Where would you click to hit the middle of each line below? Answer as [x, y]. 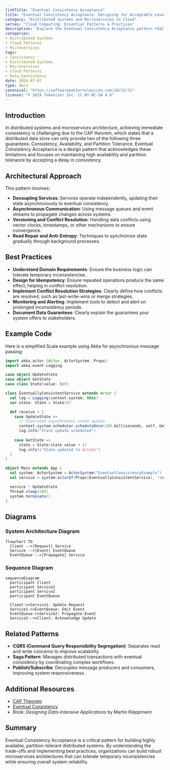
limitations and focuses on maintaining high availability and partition [76, 155]
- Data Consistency [26, 76]
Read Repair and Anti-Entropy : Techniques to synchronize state [80, 236]
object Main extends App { [34, 468]
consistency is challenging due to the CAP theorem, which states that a [79, 133]
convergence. [27, 230]
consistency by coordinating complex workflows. [64, 662]
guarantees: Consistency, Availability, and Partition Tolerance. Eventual [79, 144]
